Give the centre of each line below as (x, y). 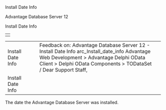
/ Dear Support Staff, (63, 70)
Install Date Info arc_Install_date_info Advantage (95, 51)
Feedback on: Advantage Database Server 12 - (95, 45)
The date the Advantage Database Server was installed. (62, 102)
